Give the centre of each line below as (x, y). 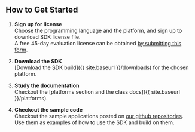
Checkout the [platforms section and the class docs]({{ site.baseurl (97, 91)
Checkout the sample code (48, 109)
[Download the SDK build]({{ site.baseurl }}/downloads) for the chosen (101, 67)
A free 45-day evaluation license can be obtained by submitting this (98, 43)
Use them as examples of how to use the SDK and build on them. (94, 122)
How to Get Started (42, 10)
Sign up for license (38, 24)
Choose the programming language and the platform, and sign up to (98, 30)
